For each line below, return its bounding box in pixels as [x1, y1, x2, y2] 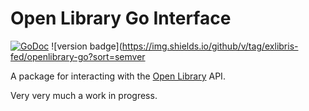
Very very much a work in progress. [10, 89, 158, 101]
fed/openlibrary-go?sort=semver [10, 50, 146, 62]
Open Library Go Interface [10, 7, 232, 30]
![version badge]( [51, 40, 123, 52]
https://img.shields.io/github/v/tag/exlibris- [121, 40, 299, 52]
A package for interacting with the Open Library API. [10, 70, 226, 82]
